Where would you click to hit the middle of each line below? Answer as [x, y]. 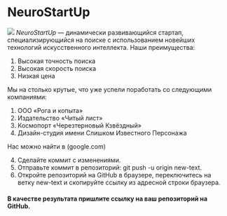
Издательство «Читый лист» [60, 118]
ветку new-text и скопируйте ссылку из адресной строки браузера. [119, 182]
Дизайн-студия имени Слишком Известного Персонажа [102, 133]
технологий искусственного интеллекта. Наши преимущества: [101, 47]
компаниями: [27, 97]
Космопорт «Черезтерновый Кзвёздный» [80, 125]
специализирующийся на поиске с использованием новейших [101, 40]
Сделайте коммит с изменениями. [69, 160]
